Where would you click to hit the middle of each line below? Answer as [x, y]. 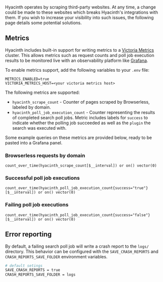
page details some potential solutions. [43, 23]
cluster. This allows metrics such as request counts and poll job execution [80, 55]
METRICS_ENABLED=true [27, 79]
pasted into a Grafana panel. [34, 142]
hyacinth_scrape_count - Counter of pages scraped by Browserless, [81, 102]
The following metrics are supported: [42, 92]
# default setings [24, 266]
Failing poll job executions [37, 205]
